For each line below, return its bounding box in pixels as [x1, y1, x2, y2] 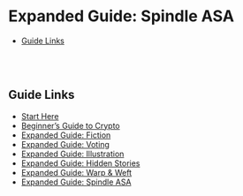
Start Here [20, 110, 59, 121]
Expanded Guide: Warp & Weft [20, 167, 133, 177]
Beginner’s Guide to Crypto [20, 120, 120, 131]
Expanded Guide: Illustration [20, 148, 125, 159]
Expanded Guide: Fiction [20, 130, 111, 140]
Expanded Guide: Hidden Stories [20, 157, 140, 169]
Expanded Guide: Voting [20, 139, 110, 149]
